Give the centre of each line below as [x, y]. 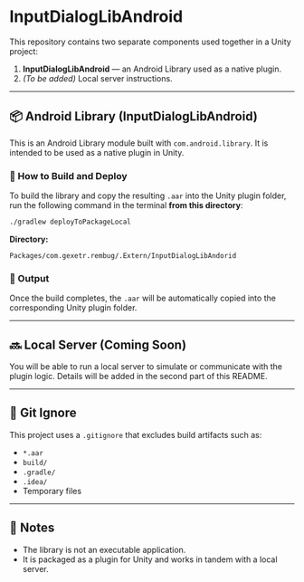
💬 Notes [32, 528]
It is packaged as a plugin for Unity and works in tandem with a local [150, 559]
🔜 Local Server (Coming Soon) [98, 344]
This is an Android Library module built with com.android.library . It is [139, 143]
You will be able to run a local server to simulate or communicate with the [146, 367]
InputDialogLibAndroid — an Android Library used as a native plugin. [152, 69]
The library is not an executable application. [104, 549]
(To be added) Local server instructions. [98, 78]
